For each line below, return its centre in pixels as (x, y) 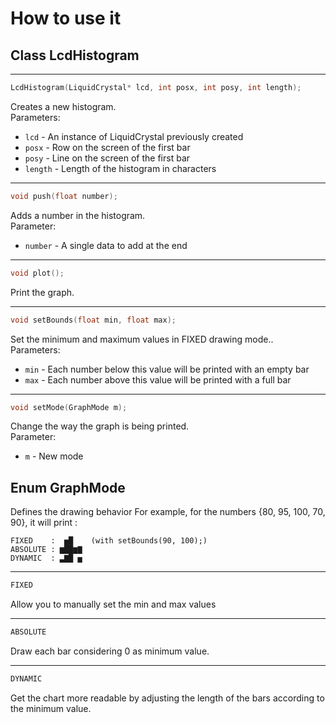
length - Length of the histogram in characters (120, 168)
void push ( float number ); (64, 196)
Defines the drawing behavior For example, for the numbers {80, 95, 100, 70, (168, 512)
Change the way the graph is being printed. (100, 426)
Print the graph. (42, 292)
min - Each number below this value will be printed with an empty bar (167, 369)
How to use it (66, 18)
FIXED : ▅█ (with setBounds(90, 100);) (109, 541)
